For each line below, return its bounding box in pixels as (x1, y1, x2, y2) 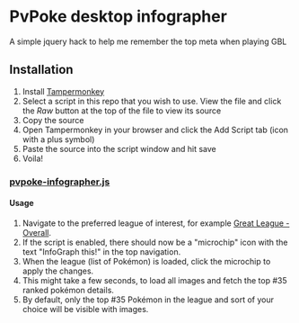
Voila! (22, 153, 43, 164)
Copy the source (22, 114, 84, 125)
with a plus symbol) (22, 133, 95, 145)
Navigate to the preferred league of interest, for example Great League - (22, 218, 290, 229)
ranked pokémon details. (22, 284, 115, 295)
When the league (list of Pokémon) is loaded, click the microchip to (22, 256, 271, 266)
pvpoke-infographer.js (9, 175, 110, 188)
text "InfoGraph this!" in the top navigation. (22, 246, 181, 257)
